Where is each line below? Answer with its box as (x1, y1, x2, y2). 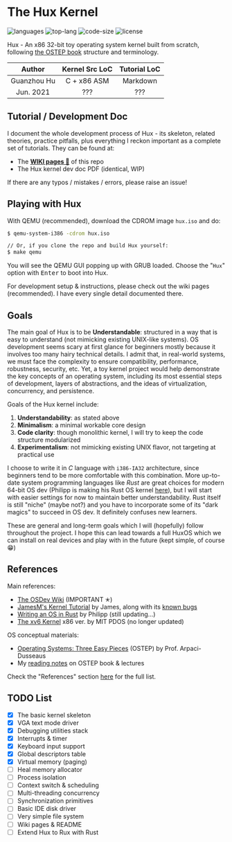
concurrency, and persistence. (7, 387, 95, 395)
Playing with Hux (7, 198, 82, 210)
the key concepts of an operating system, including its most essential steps (7, 372, 222, 380)
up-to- (202, 472, 220, 479)
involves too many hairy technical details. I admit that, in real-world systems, (7, 350, 226, 358)
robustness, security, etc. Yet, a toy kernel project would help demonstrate (7, 365, 220, 373)
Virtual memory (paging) (17, 758, 88, 766)
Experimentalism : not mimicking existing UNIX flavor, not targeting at (17, 443, 216, 451)
